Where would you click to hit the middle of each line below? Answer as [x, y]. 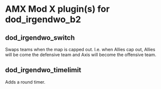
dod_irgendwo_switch [40, 38]
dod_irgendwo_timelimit [43, 70]
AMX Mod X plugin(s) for [57, 9]
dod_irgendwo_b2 [43, 19]
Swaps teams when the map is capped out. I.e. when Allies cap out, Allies [80, 49]
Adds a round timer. [25, 82]
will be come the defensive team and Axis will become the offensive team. [81, 55]
